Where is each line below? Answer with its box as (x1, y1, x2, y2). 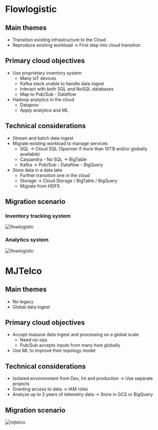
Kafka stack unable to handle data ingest (19, 80, 104, 86)
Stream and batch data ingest (12, 135, 73, 141)
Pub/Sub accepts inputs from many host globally (19, 342, 120, 348)
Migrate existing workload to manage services (12, 140, 108, 146)
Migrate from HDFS (19, 183, 60, 189)
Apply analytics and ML (19, 107, 68, 113)
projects (12, 381, 30, 387)
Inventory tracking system (5, 212, 71, 219)
